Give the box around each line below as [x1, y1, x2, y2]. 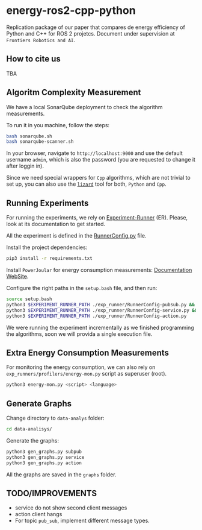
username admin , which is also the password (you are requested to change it [6, 156, 195, 163]
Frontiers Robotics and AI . [6, 36, 76, 43]
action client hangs [14, 511, 63, 518]
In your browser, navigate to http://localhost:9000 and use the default [6, 150, 183, 157]
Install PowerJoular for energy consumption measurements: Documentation [6, 267, 192, 273]
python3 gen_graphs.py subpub [6, 449, 82, 455]
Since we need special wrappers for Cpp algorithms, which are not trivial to [6, 174, 191, 181]
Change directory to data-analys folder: [6, 414, 105, 421]
